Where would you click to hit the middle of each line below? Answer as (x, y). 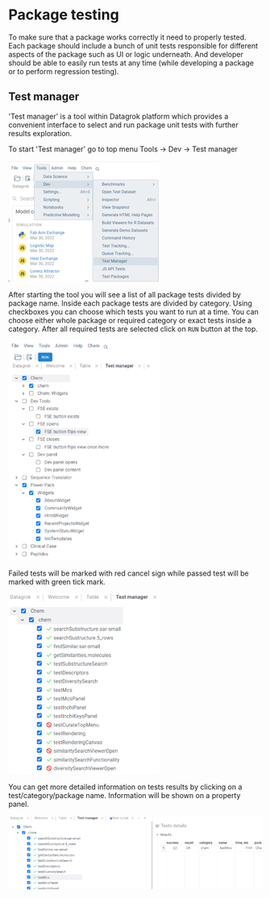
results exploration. (40, 133)
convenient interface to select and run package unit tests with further (124, 125)
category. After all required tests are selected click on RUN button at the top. (133, 329)
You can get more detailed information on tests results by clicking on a (125, 787)
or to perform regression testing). (64, 71)
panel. (19, 804)
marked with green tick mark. (57, 581)
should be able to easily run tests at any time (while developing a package (131, 63)
